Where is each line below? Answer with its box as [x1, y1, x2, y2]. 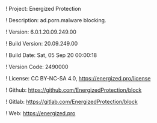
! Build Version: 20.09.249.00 [5, 40, 78, 47]
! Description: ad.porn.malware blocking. [5, 17, 106, 23]
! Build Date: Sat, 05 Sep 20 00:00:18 [5, 52, 97, 59]
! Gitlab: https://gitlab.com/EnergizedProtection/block [5, 98, 138, 105]
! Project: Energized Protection [5, 5, 82, 12]
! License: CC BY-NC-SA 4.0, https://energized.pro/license [5, 75, 151, 82]
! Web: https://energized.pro [5, 110, 76, 116]
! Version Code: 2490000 [5, 63, 69, 70]
